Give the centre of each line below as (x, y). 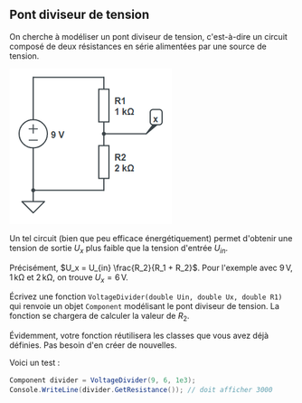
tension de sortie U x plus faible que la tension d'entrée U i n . (119, 249)
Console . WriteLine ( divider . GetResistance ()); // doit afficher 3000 (141, 390)
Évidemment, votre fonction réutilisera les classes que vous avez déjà (139, 336)
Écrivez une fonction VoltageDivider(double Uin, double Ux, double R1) (146, 296)
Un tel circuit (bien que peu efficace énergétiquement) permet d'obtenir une (151, 238)
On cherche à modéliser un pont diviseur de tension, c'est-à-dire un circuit (148, 36)
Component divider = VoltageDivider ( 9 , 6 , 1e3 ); (103, 380)
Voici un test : (35, 363)
